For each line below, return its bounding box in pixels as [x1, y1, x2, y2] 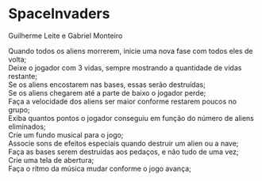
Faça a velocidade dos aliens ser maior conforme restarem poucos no [8, 96, 237, 106]
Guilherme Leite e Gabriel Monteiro [8, 31, 123, 40]
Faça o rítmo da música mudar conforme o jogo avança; [8, 164, 192, 173]
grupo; [8, 104, 30, 115]
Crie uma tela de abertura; [8, 155, 94, 164]
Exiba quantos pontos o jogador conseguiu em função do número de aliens [8, 113, 254, 123]
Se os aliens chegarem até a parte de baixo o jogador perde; [8, 88, 206, 97]
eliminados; [8, 122, 46, 131]
